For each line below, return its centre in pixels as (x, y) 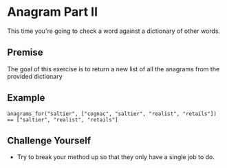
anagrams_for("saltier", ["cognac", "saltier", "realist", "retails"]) (112, 114)
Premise (25, 52)
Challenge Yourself (49, 140)
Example (26, 98)
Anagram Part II (53, 12)
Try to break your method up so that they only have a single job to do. (116, 157)
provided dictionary (35, 76)
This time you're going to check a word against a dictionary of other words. (114, 31)
